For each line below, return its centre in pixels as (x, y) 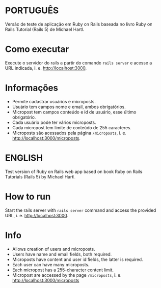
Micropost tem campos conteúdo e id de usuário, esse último (74, 112)
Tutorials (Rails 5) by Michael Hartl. (40, 176)
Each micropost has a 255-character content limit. (63, 270)
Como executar (37, 49)
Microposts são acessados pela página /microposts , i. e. (69, 133)
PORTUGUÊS (32, 11)
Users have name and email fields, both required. (62, 254)
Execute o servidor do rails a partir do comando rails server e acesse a (79, 63)
